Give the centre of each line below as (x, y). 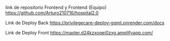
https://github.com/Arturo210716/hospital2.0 (52, 13)
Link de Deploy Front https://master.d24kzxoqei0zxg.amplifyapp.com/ (79, 33)
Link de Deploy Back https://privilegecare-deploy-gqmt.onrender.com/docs (85, 23)
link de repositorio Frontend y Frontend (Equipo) (56, 7)
